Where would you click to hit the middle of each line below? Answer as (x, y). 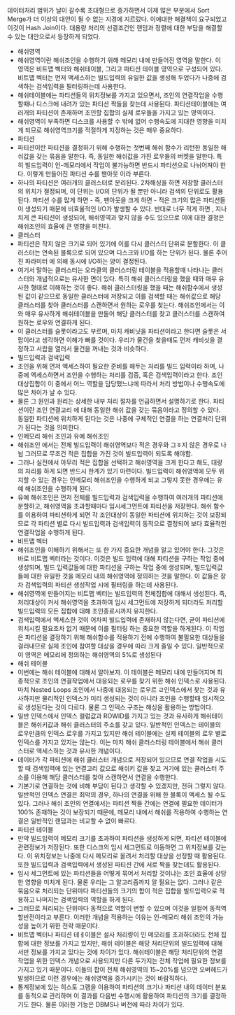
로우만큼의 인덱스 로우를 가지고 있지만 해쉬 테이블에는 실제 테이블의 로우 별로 (122, 733)
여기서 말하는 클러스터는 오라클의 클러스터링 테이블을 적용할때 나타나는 (114, 270)
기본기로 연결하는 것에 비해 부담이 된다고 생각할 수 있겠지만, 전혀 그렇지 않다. (122, 786)
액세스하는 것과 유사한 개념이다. (79, 751)
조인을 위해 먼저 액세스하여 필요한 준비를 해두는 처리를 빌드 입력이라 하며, (117, 366)
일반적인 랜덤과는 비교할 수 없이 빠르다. (84, 821)
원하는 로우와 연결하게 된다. (55, 322)
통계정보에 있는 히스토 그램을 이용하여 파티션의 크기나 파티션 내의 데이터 (115, 987)
